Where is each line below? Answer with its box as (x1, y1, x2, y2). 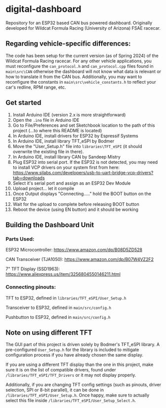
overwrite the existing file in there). (12, 149, 84, 154)
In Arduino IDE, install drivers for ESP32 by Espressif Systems (12, 133, 138, 139)
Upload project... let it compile (12, 185, 75, 191)
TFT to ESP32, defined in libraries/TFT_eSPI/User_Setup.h (5, 295, 126, 301)
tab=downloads (12, 175, 45, 181)
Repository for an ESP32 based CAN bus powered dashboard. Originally (5, 20, 153, 26)
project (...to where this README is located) (12, 127, 102, 133)
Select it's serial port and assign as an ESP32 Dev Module (12, 180, 131, 186)
